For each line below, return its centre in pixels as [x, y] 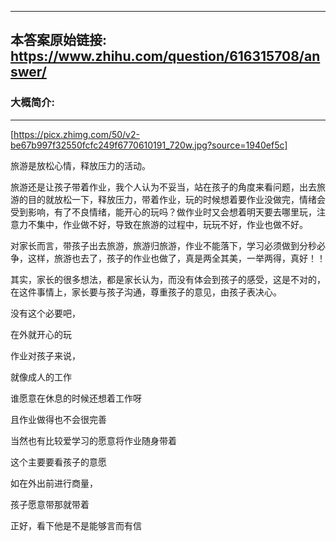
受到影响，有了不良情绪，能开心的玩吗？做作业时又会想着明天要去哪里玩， [163, 212]
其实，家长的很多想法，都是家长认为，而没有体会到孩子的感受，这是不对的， [168, 279]
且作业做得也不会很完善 [58, 419]
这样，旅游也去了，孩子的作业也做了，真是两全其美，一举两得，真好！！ [176, 258]
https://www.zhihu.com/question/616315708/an [165, 56]
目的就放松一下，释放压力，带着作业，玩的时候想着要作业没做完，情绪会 [176, 199]
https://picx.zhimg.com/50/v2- [76, 134]
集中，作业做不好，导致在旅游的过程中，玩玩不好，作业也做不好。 [172, 224]
